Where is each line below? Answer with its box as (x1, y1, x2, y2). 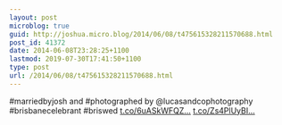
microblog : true (9, 21, 70, 30)
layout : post (9, 12, 58, 22)
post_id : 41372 (9, 37, 66, 47)
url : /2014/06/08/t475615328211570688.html (9, 71, 174, 80)
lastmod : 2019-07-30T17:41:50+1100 (9, 54, 142, 63)
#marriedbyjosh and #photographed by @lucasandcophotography (9, 96, 253, 106)
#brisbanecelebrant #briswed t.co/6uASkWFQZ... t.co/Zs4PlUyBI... (9, 104, 256, 116)
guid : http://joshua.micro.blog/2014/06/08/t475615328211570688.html (9, 29, 274, 38)
